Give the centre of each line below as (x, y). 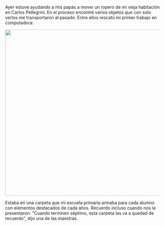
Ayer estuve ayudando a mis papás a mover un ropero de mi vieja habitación (82, 7)
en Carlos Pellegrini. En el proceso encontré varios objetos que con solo (78, 12)
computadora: (19, 23)
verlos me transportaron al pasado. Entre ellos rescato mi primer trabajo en (81, 17)
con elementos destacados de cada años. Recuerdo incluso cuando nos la (80, 208)
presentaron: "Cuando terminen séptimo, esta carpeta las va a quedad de (80, 213)
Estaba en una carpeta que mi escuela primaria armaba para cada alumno (80, 203)
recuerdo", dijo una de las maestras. (41, 218)
